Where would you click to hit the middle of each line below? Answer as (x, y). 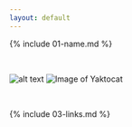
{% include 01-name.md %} (61, 44)
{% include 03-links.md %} (60, 113)
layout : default (40, 18)
